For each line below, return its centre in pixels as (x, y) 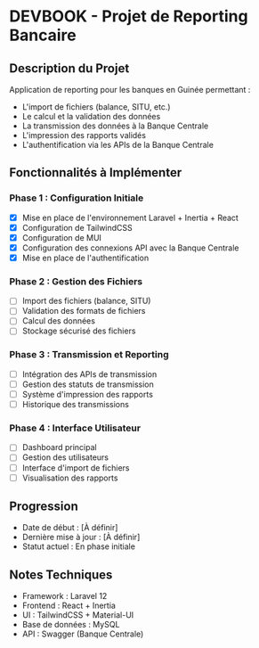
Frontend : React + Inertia (69, 606)
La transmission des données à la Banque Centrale (115, 126)
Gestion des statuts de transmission (88, 384)
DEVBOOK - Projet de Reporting (129, 16)
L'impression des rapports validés (84, 135)
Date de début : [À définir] (70, 528)
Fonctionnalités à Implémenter (96, 172)
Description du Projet (69, 68)
